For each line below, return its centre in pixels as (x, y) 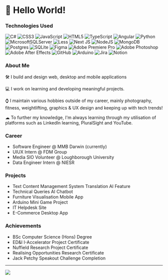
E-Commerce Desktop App (40, 213)
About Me (17, 65)
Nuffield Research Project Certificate (50, 247)
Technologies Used (29, 26)
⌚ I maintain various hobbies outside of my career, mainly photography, (79, 100)
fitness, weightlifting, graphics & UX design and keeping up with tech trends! (84, 107)
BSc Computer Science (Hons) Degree (52, 236)
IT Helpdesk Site (29, 207)
